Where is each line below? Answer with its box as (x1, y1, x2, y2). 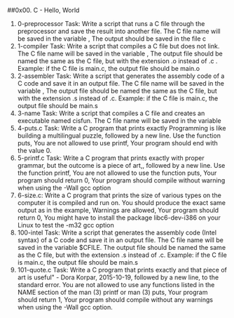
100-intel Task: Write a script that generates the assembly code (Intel (17, 228, 217, 237)
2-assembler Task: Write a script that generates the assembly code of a (17, 72, 225, 80)
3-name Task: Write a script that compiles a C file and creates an (17, 109, 205, 117)
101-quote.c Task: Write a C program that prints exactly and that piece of (17, 266, 228, 274)
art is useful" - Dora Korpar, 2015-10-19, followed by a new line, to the (17, 273, 219, 281)
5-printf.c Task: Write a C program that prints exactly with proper (17, 154, 205, 162)
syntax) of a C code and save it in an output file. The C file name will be (17, 236, 224, 244)
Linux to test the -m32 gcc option (17, 221, 114, 229)
